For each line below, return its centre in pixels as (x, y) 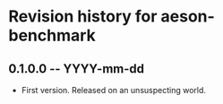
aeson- (188, 17)
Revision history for (83, 17)
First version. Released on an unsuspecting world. (114, 90)
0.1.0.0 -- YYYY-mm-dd (77, 69)
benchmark (52, 35)
